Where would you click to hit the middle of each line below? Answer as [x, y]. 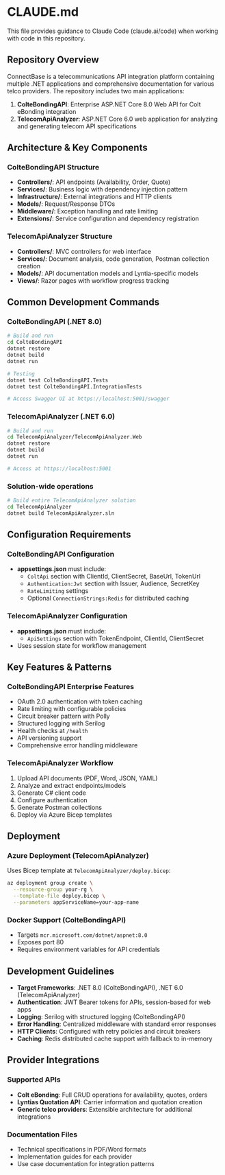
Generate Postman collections [59, 807]
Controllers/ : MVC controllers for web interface [84, 251]
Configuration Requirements [69, 535]
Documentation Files [42, 1135]
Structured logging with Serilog [61, 723]
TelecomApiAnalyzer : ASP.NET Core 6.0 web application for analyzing [117, 119]
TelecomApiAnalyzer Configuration [67, 616]
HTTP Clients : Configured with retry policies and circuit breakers [108, 1032]
